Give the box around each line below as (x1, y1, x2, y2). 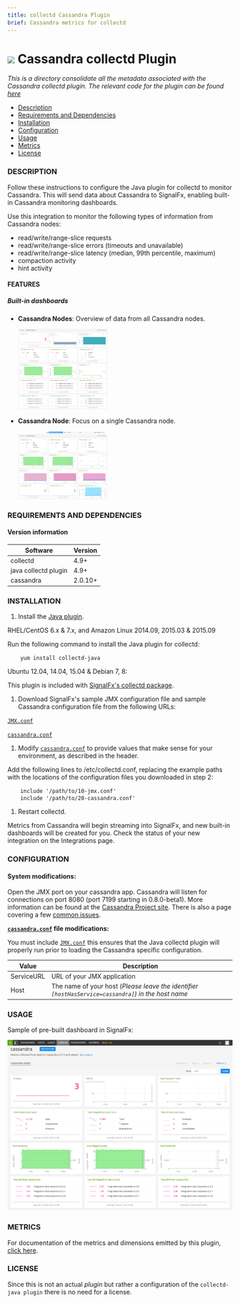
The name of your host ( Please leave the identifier (51, 982, 199, 991)
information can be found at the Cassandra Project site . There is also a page (7, 903, 232, 912)
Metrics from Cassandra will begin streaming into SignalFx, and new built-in (7, 822, 231, 830)
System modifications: (7, 872, 76, 880)
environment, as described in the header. (17, 752, 139, 760)
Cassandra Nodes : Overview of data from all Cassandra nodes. (17, 314, 206, 323)
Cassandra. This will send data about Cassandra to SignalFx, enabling (7, 190, 213, 199)
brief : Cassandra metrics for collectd (7, 19, 126, 26)
